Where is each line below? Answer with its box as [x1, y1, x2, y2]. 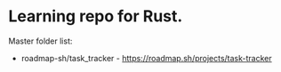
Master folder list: [8, 36, 73, 46]
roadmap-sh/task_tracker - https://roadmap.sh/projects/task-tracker [20, 52, 272, 63]
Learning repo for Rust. [8, 6, 183, 27]
